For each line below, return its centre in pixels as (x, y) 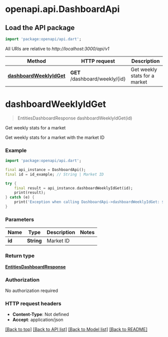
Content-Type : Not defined (40, 314)
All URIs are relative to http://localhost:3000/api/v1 (57, 48)
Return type (20, 256)
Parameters (19, 219)
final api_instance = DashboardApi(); (45, 169)
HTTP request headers (33, 303)
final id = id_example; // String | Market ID (54, 174)
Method (36, 61)
